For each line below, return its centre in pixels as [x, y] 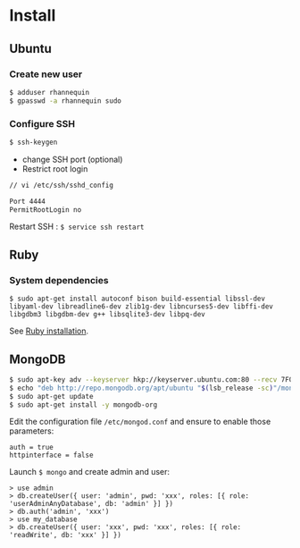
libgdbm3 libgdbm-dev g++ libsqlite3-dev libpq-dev [107, 315]
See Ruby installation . [49, 331]
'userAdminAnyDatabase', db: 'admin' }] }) [92, 504]
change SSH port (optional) [72, 159]
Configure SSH [42, 123]
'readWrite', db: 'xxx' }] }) [66, 535]
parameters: [32, 431]
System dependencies [59, 280]
